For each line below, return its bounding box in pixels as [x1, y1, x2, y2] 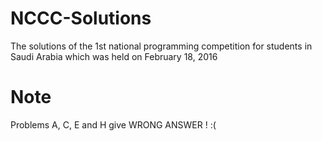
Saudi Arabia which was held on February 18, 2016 [10, 50, 218, 62]
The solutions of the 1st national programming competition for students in [10, 40, 313, 52]
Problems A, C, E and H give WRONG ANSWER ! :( [10, 118, 217, 131]
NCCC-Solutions [10, 7, 152, 30]
